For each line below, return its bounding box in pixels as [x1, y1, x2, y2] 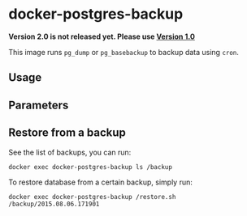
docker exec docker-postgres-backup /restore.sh [8, 193, 176, 201]
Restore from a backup [8, 126, 126, 140]
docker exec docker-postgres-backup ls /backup [8, 163, 173, 171]
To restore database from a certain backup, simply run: [8, 177, 193, 187]
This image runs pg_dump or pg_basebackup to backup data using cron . [8, 47, 240, 57]
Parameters [8, 98, 69, 112]
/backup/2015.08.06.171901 [8, 200, 100, 208]
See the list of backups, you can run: [8, 147, 132, 157]
